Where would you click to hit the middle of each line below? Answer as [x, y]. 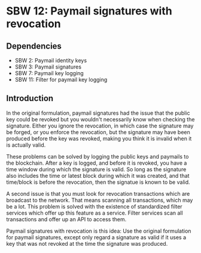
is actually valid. [26, 145]
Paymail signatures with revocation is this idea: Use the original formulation [99, 231]
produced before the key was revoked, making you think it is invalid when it [99, 138]
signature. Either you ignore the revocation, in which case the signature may [100, 126]
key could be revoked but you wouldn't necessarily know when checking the [100, 119]
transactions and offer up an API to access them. [66, 219]
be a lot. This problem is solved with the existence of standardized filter [94, 206]
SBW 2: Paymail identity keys [51, 60]
